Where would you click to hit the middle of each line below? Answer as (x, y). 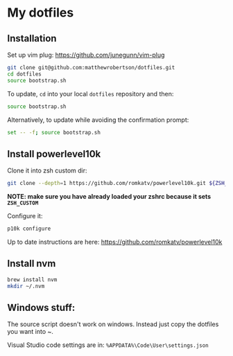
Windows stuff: (41, 307)
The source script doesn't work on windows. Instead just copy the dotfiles (113, 324)
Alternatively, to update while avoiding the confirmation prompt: (98, 120)
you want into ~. (31, 332)
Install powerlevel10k (54, 154)
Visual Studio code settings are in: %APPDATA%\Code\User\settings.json (108, 345)
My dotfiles (41, 13)
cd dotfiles (24, 74)
